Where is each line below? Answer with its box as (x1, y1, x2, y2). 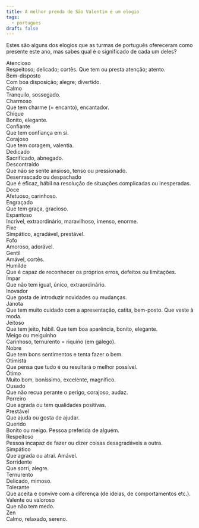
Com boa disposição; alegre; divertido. (6, 79, 101, 86)
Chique (6, 110, 24, 117)
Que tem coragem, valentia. (6, 142, 74, 149)
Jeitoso (6, 319, 25, 327)
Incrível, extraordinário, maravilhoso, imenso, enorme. (6, 218, 138, 225)
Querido (6, 421, 26, 428)
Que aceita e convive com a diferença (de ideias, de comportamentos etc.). (6, 490, 191, 498)
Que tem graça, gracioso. (6, 205, 68, 212)
